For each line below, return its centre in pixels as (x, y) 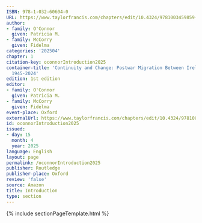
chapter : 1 (20, 57)
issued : (16, 129)
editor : (16, 85)
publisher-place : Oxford (37, 174)
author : (16, 23)
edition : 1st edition (33, 79)
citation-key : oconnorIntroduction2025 (56, 62)
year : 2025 (25, 146)
